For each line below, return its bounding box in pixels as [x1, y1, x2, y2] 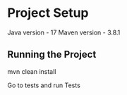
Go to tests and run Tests [7, 81, 81, 89]
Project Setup [7, 5, 90, 21]
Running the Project [7, 49, 97, 61]
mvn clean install [7, 67, 56, 75]
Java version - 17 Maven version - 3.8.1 [7, 28, 121, 37]
